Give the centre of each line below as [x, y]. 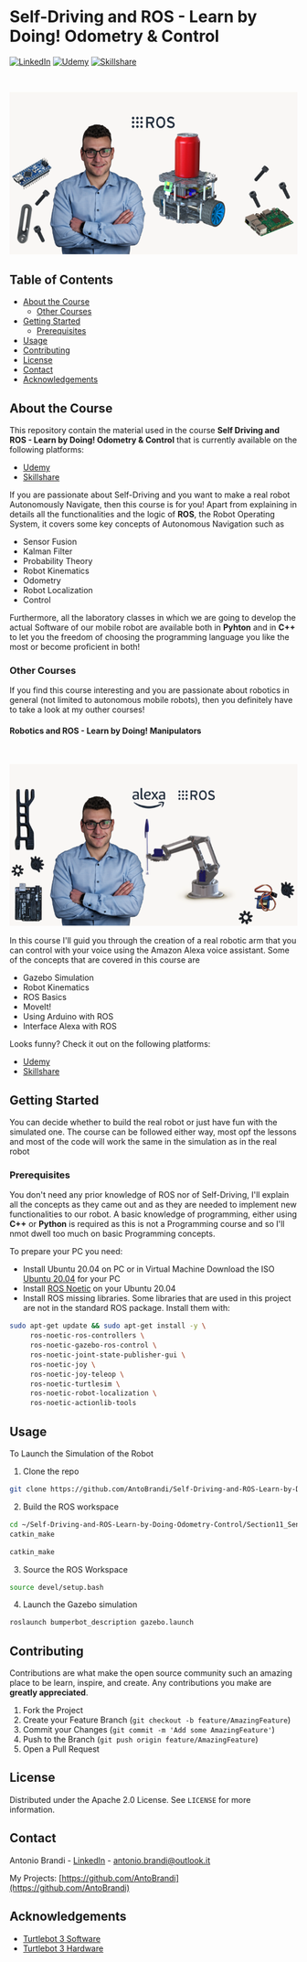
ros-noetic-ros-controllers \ [87, 1336]
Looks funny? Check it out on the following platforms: [110, 1044]
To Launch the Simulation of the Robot [81, 1454]
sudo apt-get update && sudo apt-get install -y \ [108, 1326]
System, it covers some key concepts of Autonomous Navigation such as [147, 524]
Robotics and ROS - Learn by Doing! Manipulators [106, 731]
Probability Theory [58, 561]
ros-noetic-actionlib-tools [83, 1403]
